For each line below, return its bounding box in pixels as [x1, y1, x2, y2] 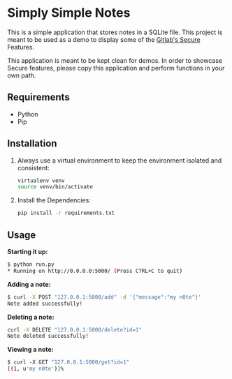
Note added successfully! [7, 300, 82, 307]
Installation [7, 138, 57, 149]
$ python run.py [7, 261, 55, 268]
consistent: [17, 163, 50, 172]
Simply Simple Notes [7, 5, 131, 21]
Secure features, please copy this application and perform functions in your [7, 64, 225, 72]
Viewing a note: [7, 345, 54, 354]
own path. [7, 71, 36, 80]
